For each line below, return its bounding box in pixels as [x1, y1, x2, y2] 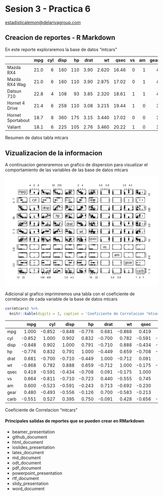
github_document [12, 434, 48, 440]
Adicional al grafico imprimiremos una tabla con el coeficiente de [5, 291, 135, 297]
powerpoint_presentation [12, 470, 63, 476]
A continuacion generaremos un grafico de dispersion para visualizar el [5, 162, 148, 168]
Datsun [7, 89, 22, 94]
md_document [12, 455, 41, 461]
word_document [12, 485, 45, 492]
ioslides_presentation [12, 444, 55, 450]
